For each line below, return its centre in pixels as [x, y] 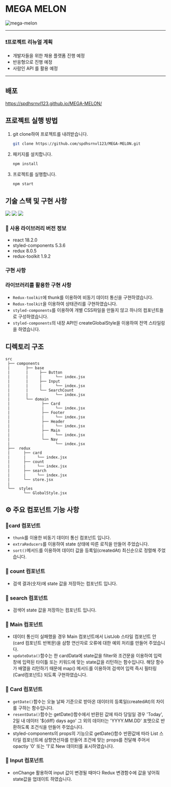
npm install [25, 164]
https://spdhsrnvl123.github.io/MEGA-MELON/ [54, 104]
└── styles [20, 488]
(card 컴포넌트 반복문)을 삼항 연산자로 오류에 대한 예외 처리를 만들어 [80, 643]
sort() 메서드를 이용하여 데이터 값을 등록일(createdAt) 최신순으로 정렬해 [84, 550]
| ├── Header [36, 422]
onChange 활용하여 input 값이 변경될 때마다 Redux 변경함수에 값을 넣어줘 [86, 772]
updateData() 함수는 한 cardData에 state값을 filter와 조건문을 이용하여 [82, 656]
